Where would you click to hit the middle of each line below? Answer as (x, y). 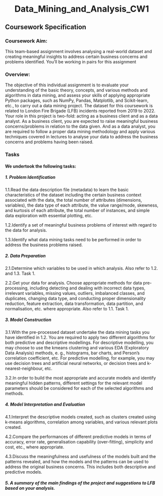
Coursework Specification (46, 27)
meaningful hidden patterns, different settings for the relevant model (74, 383)
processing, (17, 288)
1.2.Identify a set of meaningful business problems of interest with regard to (81, 225)
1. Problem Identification (30, 177)
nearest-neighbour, (24, 368)
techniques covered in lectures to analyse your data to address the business (81, 137)
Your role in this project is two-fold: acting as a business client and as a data (81, 116)
